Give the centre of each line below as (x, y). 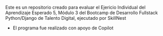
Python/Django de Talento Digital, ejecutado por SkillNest (66, 18)
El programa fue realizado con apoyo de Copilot (63, 28)
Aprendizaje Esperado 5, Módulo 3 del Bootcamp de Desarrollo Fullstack (82, 13)
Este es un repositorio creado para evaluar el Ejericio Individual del (75, 7)
